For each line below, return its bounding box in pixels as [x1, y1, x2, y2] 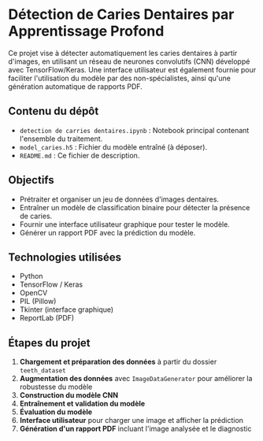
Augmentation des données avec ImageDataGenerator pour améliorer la [19, 374, 253, 384]
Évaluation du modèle [19, 407, 93, 417]
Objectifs [8, 173, 55, 187]
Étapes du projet [8, 336, 91, 350]
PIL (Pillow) [19, 297, 57, 306]
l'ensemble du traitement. [19, 134, 103, 143]
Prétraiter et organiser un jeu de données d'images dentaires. [19, 195, 219, 204]
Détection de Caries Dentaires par [8, 6, 235, 24]
